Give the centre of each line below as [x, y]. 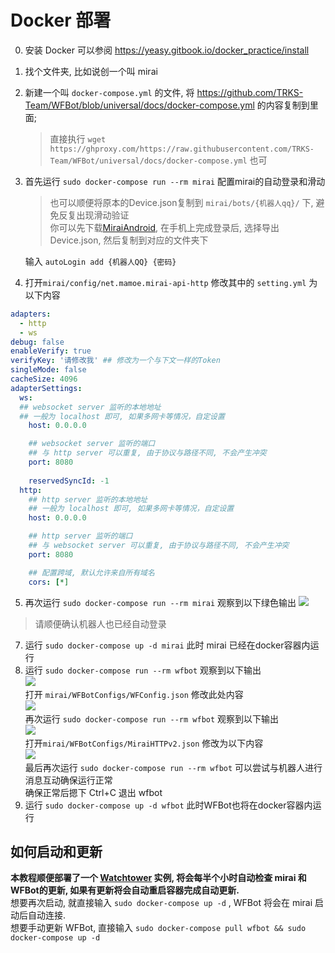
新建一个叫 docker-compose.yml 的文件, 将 [109, 92]
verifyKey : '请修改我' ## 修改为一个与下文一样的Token [115, 361]
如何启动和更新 [56, 851]
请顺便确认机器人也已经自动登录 [100, 623]
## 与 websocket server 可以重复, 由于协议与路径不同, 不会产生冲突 [159, 546]
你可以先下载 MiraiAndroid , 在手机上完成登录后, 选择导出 [164, 227]
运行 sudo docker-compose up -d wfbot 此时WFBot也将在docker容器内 [168, 805]
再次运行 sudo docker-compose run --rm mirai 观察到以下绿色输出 [160, 602]
